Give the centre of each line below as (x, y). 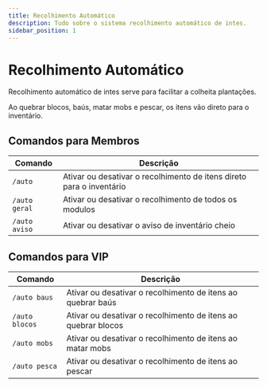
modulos (79, 209)
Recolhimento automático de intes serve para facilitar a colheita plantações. (132, 92)
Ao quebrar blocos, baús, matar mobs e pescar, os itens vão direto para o (129, 107)
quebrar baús (91, 302)
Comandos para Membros (74, 141)
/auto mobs (33, 343)
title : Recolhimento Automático (62, 16)
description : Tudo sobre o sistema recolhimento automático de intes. (128, 23)
